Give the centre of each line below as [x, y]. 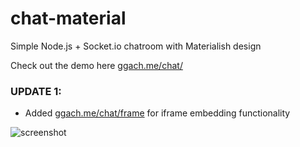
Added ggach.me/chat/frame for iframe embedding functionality [157, 113]
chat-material [68, 18]
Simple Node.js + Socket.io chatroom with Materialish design [136, 46]
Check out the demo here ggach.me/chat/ [96, 65]
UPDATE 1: [36, 91]
